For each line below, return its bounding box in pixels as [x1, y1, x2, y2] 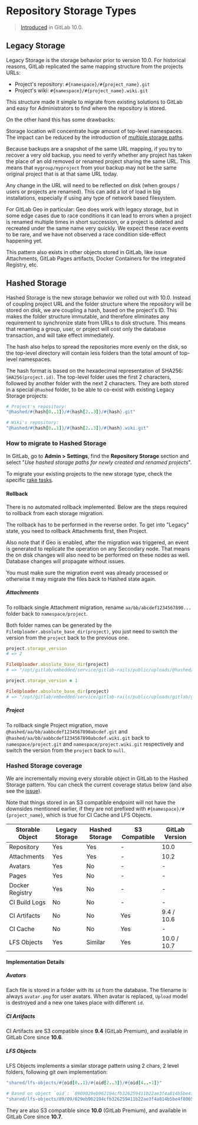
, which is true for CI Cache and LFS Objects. [43, 811, 152, 818]
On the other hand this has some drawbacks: [6, 116, 115, 123]
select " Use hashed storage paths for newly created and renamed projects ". [6, 459, 192, 466]
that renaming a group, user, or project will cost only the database [6, 325, 166, 332]
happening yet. [6, 237, 43, 244]
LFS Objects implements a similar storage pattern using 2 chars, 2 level [6, 1062, 179, 1069]
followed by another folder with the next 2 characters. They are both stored [6, 379, 189, 386]
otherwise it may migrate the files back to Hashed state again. [6, 575, 157, 583]
